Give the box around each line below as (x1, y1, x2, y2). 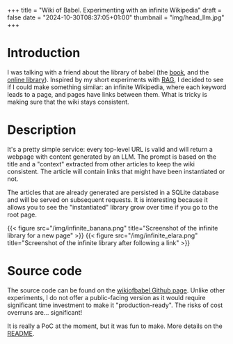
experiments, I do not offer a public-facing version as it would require (7, 293, 206, 302)
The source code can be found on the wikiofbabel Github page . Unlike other (7, 286, 225, 295)
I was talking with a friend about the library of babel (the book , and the (7, 68, 209, 76)
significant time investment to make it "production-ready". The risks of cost (7, 301, 223, 309)
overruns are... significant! (7, 308, 83, 316)
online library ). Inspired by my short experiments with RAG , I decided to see (7, 75, 224, 84)
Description (7, 122, 77, 138)
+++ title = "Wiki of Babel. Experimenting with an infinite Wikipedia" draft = (7, 6, 222, 14)
